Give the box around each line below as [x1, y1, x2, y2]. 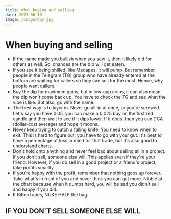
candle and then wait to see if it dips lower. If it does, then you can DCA [12, 116, 163, 122]
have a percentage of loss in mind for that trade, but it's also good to [12, 138, 157, 144]
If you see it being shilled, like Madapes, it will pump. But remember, [12, 67, 156, 73]
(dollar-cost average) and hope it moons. [12, 121, 99, 127]
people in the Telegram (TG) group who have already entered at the [12, 72, 155, 78]
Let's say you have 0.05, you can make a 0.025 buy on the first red [12, 111, 153, 117]
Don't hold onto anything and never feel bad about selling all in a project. [12, 148, 166, 155]
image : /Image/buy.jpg [5, 17, 54, 22]
